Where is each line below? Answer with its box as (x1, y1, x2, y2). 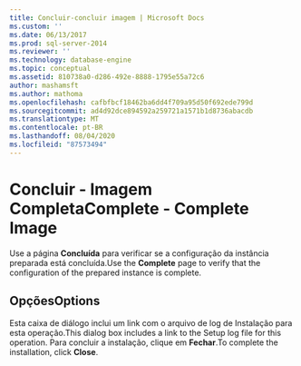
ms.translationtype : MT (9, 114, 100, 124)
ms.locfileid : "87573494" (9, 140, 107, 149)
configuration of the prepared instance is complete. (9, 267, 202, 278)
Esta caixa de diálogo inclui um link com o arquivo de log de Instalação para (9, 317, 293, 328)
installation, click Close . (9, 346, 99, 357)
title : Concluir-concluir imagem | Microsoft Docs (9, 13, 205, 23)
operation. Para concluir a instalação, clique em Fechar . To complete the (9, 337, 278, 348)
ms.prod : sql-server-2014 (9, 38, 107, 48)
